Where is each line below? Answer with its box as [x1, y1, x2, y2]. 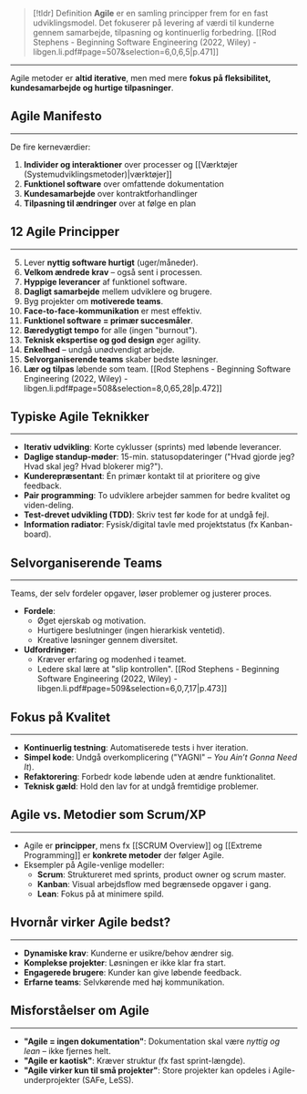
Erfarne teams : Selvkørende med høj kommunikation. [23, 976, 225, 987]
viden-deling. [23, 500, 74, 511]
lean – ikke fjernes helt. [23, 1045, 112, 1056]
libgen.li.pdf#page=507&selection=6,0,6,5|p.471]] [32, 46, 220, 57]
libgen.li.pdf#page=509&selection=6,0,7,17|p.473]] [36, 683, 228, 694]
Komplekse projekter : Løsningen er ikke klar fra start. [23, 956, 227, 968]
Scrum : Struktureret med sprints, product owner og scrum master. [36, 869, 286, 880]
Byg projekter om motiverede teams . [23, 295, 163, 306]
